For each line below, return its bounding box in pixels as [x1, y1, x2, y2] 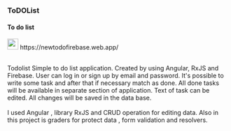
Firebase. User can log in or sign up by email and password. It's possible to [7, 72, 224, 80]
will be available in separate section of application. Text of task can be [7, 86, 210, 95]
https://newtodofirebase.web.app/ [20, 43, 119, 52]
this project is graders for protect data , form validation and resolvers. [7, 116, 208, 124]
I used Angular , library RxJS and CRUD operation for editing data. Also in [7, 109, 219, 117]
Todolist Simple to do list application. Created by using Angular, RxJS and [7, 64, 219, 72]
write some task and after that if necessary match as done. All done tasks [7, 79, 219, 87]
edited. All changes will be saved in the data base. [7, 93, 152, 102]
